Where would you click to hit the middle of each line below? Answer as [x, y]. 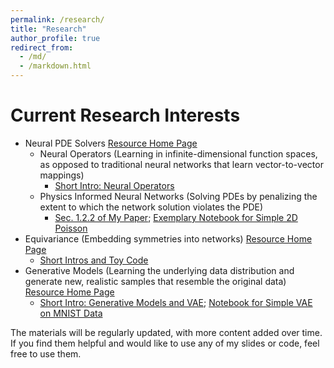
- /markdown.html [55, 66]
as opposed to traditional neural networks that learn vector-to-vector [181, 164]
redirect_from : [42, 47]
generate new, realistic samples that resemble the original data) [155, 281]
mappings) [62, 175]
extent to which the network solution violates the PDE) [151, 207]
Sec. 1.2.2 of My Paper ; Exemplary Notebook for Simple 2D [176, 217]
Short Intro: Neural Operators [114, 185]
